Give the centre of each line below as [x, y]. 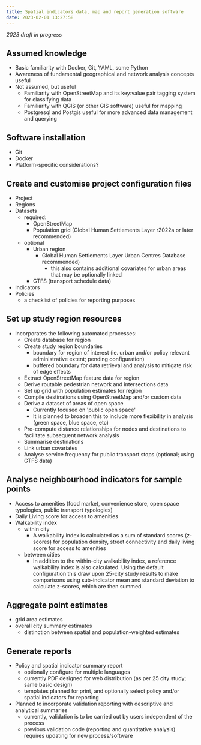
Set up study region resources [64, 319]
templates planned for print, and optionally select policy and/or [101, 691]
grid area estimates [39, 620]
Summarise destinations [54, 441]
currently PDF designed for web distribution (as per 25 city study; [105, 678]
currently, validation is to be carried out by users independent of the [108, 717]
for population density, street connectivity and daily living [124, 542]
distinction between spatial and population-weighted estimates [102, 632]
